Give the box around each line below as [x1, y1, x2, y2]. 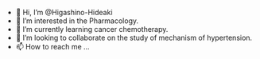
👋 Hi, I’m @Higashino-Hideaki [15, 8, 113, 17]
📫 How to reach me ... [15, 42, 90, 51]
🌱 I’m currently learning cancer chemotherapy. [15, 25, 169, 33]
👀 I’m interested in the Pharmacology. [15, 16, 139, 26]
